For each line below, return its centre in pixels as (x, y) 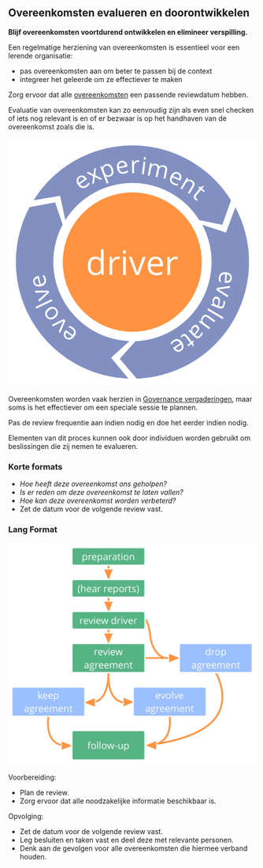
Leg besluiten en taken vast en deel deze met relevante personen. (126, 840)
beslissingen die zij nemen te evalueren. (73, 446)
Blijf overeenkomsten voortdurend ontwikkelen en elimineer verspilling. (128, 32)
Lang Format (33, 529)
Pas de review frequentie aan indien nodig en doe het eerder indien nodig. (129, 422)
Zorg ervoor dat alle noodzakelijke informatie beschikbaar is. (118, 801)
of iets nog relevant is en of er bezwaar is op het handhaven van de (117, 118)
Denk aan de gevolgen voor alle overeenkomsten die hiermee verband (133, 848)
